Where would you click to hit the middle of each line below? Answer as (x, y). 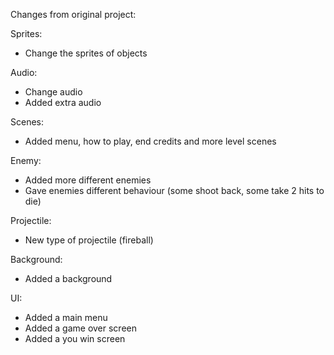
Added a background (68, 278)
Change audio (53, 92)
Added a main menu (66, 317)
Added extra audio (63, 102)
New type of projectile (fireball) (89, 240)
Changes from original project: (73, 14)
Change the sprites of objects (86, 53)
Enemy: (26, 160)
